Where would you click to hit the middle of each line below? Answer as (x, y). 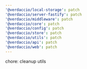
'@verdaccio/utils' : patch (33, 38)
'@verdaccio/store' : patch (33, 33)
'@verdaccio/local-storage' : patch (42, 10)
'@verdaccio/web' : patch (31, 47)
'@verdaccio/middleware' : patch (39, 19)
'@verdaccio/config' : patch (35, 28)
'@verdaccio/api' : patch (31, 42)
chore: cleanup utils (26, 61)
